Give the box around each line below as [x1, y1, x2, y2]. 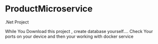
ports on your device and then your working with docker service [5, 33, 134, 39]
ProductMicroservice [5, 3, 93, 14]
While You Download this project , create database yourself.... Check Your [5, 28, 153, 34]
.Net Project [5, 19, 29, 25]
